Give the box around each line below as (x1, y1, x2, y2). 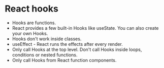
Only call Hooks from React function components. (12, 57, 117, 63)
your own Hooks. (12, 30, 48, 36)
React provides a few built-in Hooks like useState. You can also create (12, 25, 159, 31)
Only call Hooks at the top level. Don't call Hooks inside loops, (12, 46, 142, 52)
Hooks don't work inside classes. (12, 36, 82, 42)
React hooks (5, 3, 59, 15)
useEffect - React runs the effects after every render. (12, 41, 123, 47)
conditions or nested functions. (12, 51, 78, 58)
